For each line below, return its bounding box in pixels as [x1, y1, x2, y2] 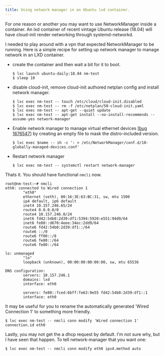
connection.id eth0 [5, 322, 46, 328]
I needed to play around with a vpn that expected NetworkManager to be [5, 41, 155, 47]
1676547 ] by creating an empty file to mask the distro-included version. [12, 130, 159, 136]
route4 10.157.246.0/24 [23, 212, 72, 217]
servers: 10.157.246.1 [23, 272, 70, 278]
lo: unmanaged [5, 251, 35, 256]
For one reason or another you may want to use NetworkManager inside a [5, 21, 157, 27]
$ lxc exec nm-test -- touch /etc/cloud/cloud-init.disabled [12, 99, 142, 104]
